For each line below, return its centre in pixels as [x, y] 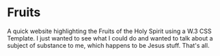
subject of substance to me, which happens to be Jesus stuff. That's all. [108, 45]
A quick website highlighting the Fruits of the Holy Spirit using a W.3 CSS [109, 31]
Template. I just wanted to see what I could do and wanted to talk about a [110, 38]
